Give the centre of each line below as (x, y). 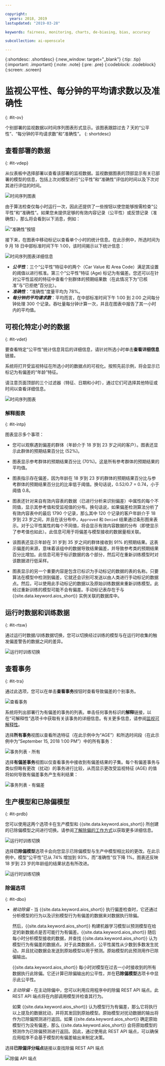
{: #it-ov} (14, 118)
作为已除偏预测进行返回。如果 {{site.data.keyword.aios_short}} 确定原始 (85, 1019)
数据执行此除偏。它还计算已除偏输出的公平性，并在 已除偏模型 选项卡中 (83, 973)
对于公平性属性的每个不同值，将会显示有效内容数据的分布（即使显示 (90, 525)
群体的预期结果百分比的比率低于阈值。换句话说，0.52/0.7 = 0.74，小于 (88, 484)
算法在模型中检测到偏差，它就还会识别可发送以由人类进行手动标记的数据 (85, 577)
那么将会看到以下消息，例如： (50, 219)
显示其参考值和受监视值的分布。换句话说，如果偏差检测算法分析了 (92, 507)
